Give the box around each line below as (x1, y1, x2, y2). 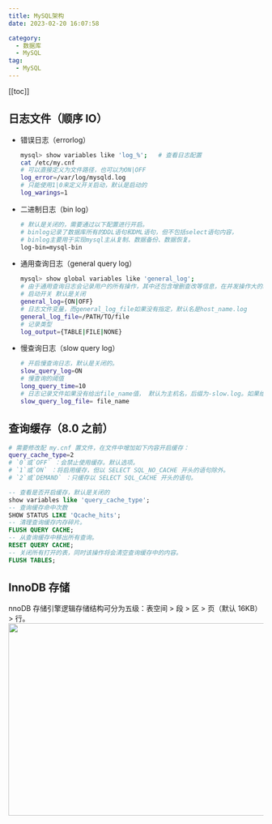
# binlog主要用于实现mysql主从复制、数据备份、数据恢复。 (19, 236, 194, 244)
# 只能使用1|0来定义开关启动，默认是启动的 (19, 181, 147, 190)
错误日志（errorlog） (19, 134, 91, 144)
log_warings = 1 (19, 189, 68, 197)
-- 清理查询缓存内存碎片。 (8, 519, 87, 527)
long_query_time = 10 (19, 382, 87, 391)
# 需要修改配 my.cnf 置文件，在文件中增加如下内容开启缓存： (8, 443, 189, 452)
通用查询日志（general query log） (19, 258, 137, 268)
